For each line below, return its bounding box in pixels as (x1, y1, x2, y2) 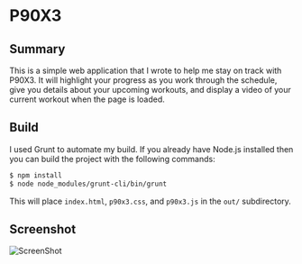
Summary (9, 41, 66, 57)
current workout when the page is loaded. (9, 94, 165, 105)
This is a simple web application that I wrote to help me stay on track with (9, 65, 282, 76)
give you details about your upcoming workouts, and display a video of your (9, 85, 291, 95)
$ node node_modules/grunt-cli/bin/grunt (9, 179, 168, 188)
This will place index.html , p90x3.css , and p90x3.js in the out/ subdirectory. (9, 196, 291, 206)
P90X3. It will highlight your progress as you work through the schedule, (9, 75, 278, 86)
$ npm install (9, 170, 63, 180)
